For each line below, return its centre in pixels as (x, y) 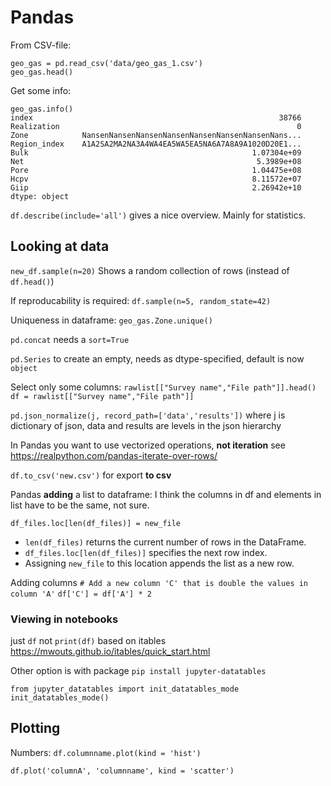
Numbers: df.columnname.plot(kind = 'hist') (106, 752)
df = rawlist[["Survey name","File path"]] (102, 396)
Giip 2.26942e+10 (156, 187)
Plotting (35, 728)
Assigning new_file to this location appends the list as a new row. (159, 563)
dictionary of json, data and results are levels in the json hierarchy (146, 425)
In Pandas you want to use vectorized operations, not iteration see (148, 445)
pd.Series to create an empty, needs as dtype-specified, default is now (157, 358)
